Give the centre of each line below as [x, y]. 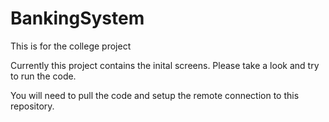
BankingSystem [77, 18]
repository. [32, 106]
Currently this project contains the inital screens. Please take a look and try [165, 65]
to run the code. [43, 76]
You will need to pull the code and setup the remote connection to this [155, 95]
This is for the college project [71, 46]
